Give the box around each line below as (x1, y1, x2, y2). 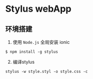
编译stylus (12, 59, 35, 65)
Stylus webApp (5, 3, 72, 15)
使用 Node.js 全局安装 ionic (12, 39, 70, 45)
